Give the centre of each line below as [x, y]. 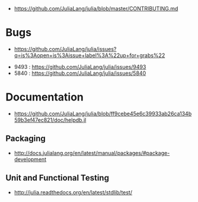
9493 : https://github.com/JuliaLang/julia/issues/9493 [80, 67]
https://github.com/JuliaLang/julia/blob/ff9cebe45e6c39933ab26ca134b [103, 113]
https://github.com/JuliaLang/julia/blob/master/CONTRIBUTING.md [96, 9]
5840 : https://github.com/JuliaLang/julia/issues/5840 [80, 73]
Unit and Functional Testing [57, 178]
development [30, 159]
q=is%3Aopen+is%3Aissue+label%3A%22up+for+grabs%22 [90, 55]
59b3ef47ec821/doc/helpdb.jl [50, 120]
